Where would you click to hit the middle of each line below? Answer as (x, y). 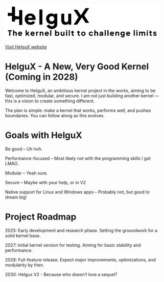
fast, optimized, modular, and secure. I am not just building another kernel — (82, 96)
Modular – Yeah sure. (26, 173)
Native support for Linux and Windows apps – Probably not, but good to (78, 192)
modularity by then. (25, 265)
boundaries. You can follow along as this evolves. (55, 116)
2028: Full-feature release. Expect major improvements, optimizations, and (80, 260)
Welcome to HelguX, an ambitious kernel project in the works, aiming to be (80, 91)
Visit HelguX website (26, 47)
